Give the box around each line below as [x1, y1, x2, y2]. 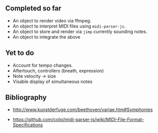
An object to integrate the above [12, 34, 81, 40]
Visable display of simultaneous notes [12, 78, 93, 85]
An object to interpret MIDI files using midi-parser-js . [12, 23, 126, 29]
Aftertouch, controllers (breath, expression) [12, 67, 104, 73]
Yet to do [5, 48, 34, 58]
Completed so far [5, 4, 62, 13]
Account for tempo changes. [12, 62, 73, 68]
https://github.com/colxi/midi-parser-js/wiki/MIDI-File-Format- [12, 117, 144, 123]
